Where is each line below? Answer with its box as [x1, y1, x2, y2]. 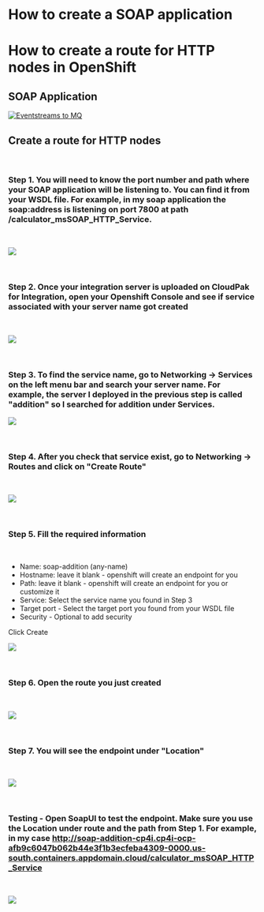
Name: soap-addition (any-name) [19, 562, 128, 572]
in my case [8, 833, 51, 843]
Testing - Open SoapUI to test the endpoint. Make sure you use [8, 813, 254, 824]
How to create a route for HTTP [8, 42, 215, 60]
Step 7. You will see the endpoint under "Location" [8, 745, 205, 756]
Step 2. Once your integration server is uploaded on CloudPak [8, 282, 250, 293]
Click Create [8, 628, 49, 637]
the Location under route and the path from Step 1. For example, [8, 823, 257, 834]
